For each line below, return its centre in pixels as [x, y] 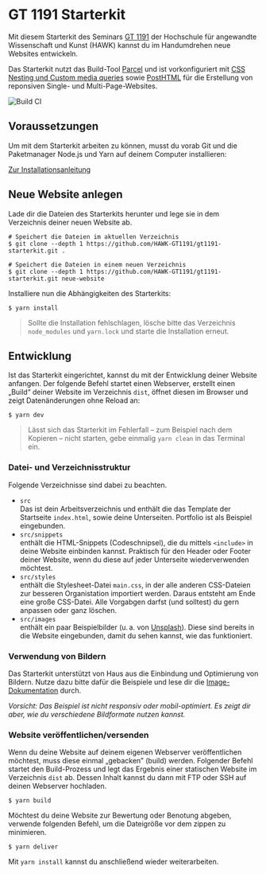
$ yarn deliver [33, 847]
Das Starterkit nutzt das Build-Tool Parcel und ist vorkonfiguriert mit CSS [127, 68]
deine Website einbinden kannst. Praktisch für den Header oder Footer [135, 551]
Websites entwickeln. [43, 53]
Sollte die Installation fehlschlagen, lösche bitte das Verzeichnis [131, 322]
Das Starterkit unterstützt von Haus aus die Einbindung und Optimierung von [133, 673]
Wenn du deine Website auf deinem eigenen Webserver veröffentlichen [125, 752]
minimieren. [27, 833]
